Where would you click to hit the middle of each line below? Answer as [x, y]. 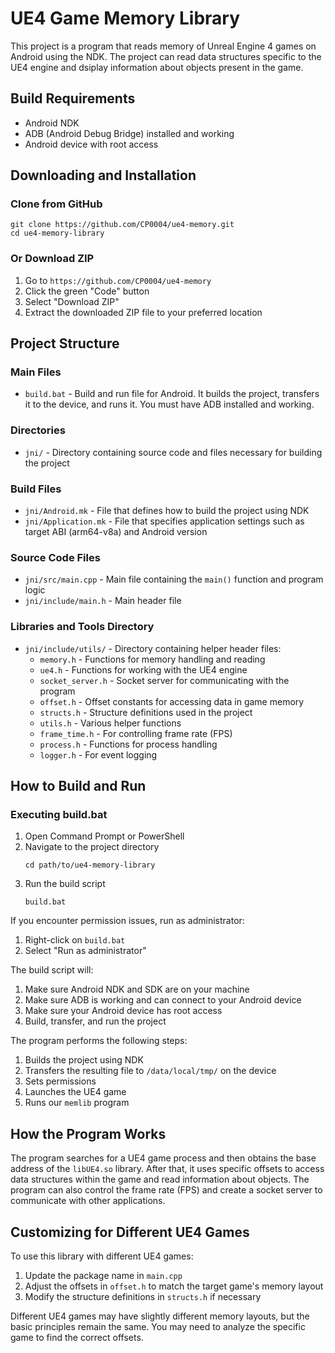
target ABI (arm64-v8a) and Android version [116, 532]
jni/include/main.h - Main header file [103, 601]
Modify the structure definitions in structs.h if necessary [143, 1296]
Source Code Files [55, 557]
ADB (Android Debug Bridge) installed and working [129, 133]
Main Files [36, 372]
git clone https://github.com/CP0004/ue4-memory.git [122, 225]
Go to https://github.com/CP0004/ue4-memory [118, 280]
